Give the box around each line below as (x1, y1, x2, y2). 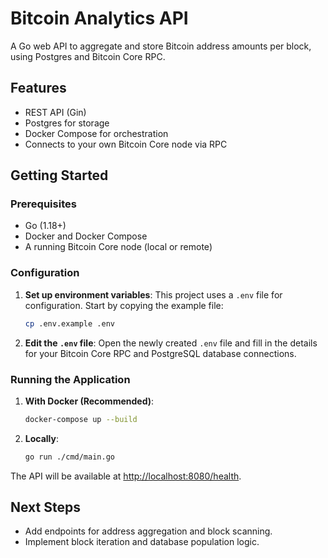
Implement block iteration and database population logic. (24, 536, 260, 548)
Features (10, 80, 67, 97)
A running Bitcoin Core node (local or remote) (24, 241, 213, 253)
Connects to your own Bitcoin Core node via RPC (24, 138, 228, 150)
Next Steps (10, 499, 81, 516)
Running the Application (10, 372, 131, 386)
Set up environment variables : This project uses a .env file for (24, 288, 283, 301)
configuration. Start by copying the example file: (24, 299, 224, 311)
